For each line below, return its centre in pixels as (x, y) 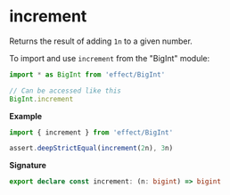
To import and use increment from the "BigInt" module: (110, 58)
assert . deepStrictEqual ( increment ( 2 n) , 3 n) (91, 149)
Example (26, 116)
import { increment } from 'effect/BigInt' (91, 132)
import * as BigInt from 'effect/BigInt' (87, 74)
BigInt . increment (41, 99)
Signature (28, 166)
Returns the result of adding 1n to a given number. (101, 41)
